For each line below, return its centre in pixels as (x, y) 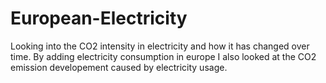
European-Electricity (99, 18)
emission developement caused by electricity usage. (119, 67)
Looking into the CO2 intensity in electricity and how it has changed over (160, 46)
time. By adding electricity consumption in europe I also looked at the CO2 (163, 56)
